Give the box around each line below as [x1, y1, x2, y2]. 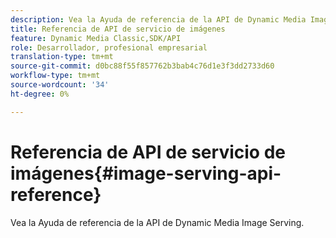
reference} [10, 183, 102, 206]
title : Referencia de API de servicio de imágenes [10, 24, 226, 34]
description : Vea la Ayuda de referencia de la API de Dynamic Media [10, 14, 307, 25]
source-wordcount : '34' [10, 80, 110, 90]
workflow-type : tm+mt [10, 71, 101, 81]
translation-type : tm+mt [10, 52, 114, 62]
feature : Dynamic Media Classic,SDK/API [10, 33, 182, 43]
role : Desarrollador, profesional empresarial [10, 42, 208, 53]
